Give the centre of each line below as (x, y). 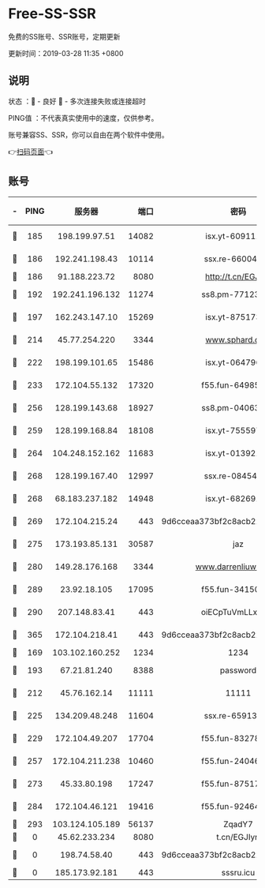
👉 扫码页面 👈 (31, 152)
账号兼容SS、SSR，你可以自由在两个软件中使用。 (88, 134)
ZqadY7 (239, 824)
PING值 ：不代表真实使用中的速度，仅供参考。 (83, 118)
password (238, 670)
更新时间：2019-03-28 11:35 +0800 (66, 53)
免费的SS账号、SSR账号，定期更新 (64, 36)
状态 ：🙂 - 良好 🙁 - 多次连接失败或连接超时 (77, 101)
